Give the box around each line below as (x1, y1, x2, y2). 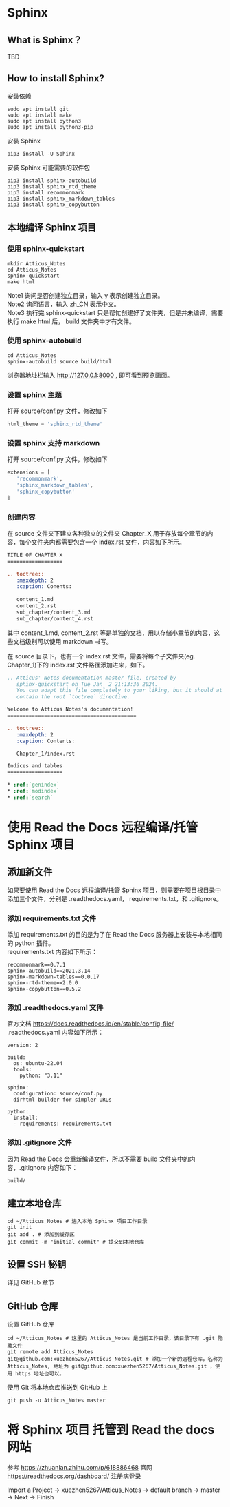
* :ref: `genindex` (7, 781, 60, 789)
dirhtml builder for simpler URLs (13, 1096, 112, 1104)
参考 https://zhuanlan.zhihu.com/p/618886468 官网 (7, 1464, 153, 1472)
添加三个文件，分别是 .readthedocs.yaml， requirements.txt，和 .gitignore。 (7, 894, 223, 902)
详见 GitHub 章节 (7, 1278, 55, 1286)
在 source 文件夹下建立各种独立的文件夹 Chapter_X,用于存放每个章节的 (7, 529, 207, 537)
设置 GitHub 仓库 (7, 1320, 55, 1328)
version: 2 (7, 1042, 38, 1049)
